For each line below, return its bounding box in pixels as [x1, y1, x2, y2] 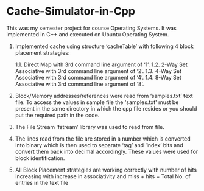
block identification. [15, 154, 65, 162]
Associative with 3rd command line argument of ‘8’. [15, 80, 144, 88]
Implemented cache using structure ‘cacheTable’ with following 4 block [15, 43, 194, 50]
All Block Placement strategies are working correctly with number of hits [15, 166, 197, 173]
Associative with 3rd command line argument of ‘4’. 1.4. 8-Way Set [15, 74, 181, 81]
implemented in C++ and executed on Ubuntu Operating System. [6, 30, 169, 38]
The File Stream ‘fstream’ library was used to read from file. [15, 123, 164, 130]
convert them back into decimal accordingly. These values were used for [15, 148, 199, 155]
